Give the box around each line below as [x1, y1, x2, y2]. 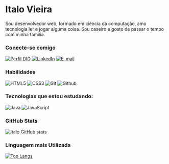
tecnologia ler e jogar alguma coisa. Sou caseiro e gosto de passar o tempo [5, 26, 164, 32]
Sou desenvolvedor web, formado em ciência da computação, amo [5, 20, 147, 27]
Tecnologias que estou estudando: [5, 93, 93, 100]
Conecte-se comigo [5, 44, 56, 51]
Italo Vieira [5, 4, 53, 15]
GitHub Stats [5, 117, 38, 124]
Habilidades [5, 68, 36, 76]
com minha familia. [5, 31, 45, 37]
